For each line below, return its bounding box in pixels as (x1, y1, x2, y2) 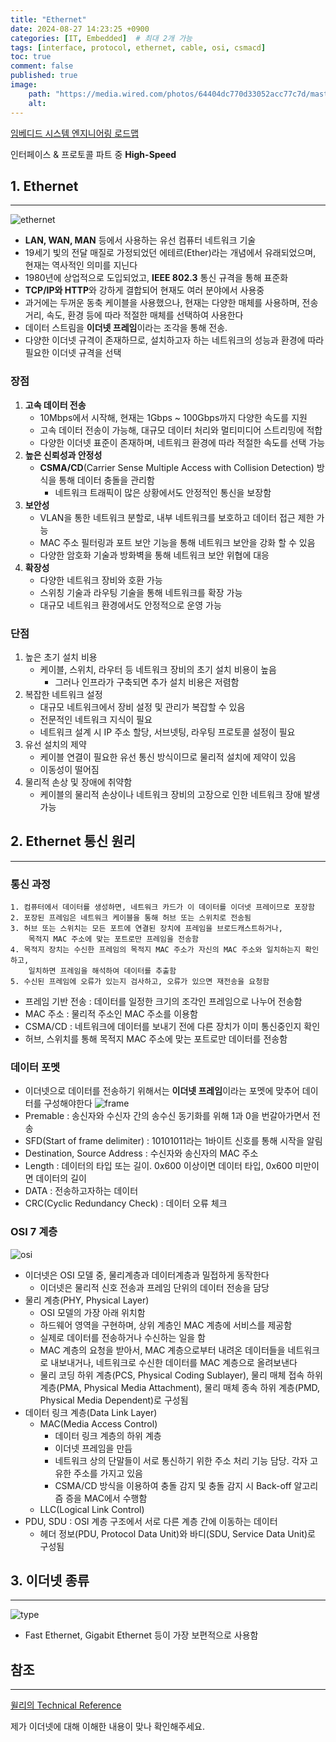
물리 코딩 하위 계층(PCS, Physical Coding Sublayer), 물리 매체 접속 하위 (39, 1369, 323, 1381)
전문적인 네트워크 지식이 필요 (39, 713, 153, 725)
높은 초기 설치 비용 (24, 651, 98, 663)
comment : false (10, 61, 74, 71)
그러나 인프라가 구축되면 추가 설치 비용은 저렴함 (54, 676, 240, 688)
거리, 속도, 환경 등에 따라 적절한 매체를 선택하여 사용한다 (24, 309, 244, 321)
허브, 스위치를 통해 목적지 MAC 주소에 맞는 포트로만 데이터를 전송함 (24, 1033, 288, 1045)
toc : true (10, 52, 52, 62)
